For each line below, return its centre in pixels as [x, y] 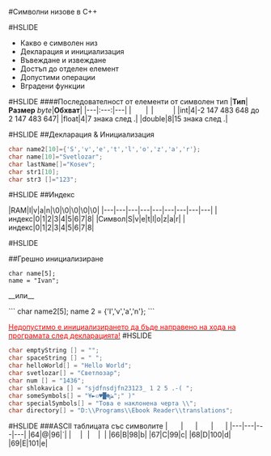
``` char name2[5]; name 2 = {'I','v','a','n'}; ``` [82, 311]
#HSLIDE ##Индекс [42, 195]
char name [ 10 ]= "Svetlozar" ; [56, 157]
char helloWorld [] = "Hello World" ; [70, 366]
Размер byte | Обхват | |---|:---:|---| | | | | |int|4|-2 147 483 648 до [134, 110]
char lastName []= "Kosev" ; [52, 164]
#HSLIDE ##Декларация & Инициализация [82, 134]
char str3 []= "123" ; [43, 179]
